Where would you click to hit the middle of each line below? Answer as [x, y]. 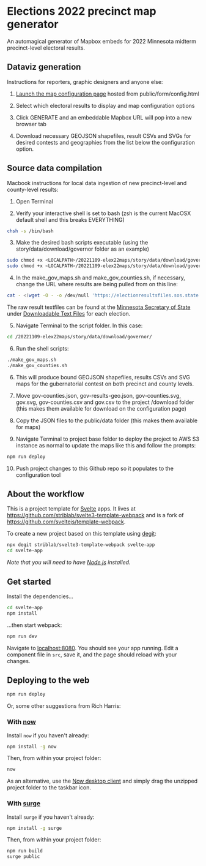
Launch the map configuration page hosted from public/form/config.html [107, 94]
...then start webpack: [35, 625]
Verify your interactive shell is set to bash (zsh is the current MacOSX [103, 213]
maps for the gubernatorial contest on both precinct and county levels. [105, 384]
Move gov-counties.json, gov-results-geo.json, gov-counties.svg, [98, 395]
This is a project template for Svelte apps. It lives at [72, 509]
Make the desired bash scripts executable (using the [82, 243]
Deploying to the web [48, 680]
